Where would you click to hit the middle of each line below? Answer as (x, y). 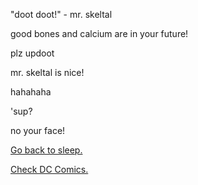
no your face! (38, 130)
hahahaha (31, 92)
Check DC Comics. (49, 169)
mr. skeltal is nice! (47, 72)
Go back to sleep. (46, 150)
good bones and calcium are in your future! (99, 33)
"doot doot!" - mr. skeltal (61, 14)
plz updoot (32, 53)
